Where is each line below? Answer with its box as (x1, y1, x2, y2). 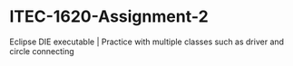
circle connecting (9, 45, 74, 56)
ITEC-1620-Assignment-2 (9, 6, 209, 27)
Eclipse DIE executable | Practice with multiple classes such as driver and (9, 36, 284, 47)
